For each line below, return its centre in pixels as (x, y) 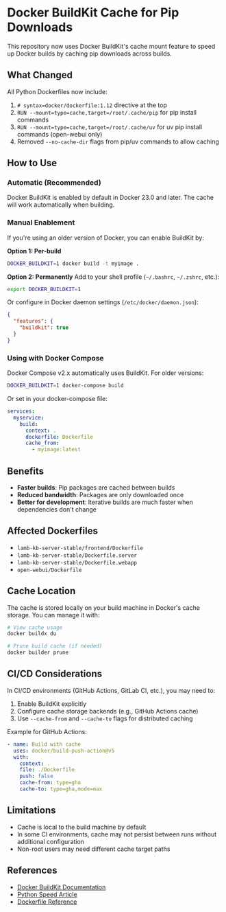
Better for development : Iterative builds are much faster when (105, 502)
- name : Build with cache (44, 744)
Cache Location (41, 591)
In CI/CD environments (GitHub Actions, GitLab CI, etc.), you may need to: (111, 690)
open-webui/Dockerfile (49, 570)
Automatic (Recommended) (54, 183)
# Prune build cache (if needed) (55, 646)
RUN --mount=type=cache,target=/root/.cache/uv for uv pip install (110, 127)
